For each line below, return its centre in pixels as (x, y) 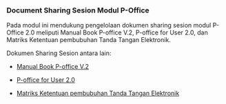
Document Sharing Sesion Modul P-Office (78, 10)
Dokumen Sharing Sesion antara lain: (59, 53)
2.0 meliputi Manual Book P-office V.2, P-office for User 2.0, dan (117, 32)
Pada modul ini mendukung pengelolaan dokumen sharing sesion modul (109, 25)
